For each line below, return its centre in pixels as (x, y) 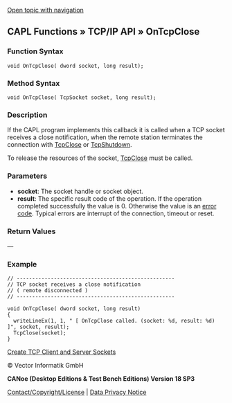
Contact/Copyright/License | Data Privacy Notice (77, 392)
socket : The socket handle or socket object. (80, 191)
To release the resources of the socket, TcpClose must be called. (100, 158)
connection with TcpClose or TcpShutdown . (70, 145)
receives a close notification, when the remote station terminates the (105, 137)
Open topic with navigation (46, 10)
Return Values (32, 231)
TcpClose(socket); (40, 333)
